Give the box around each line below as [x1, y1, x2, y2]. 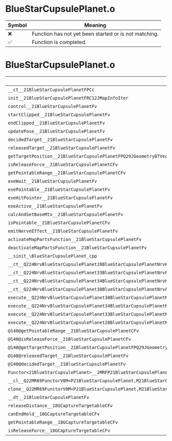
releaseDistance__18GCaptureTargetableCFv [8, 403, 113, 408]
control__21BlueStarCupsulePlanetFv [8, 103, 97, 109]
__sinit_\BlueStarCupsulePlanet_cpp [8, 253, 97, 259]
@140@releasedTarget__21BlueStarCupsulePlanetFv [8, 352, 129, 359]
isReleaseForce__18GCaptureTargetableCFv [8, 428, 111, 433]
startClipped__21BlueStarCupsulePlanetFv [8, 112, 111, 118]
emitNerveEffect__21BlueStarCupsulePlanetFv [8, 228, 118, 234]
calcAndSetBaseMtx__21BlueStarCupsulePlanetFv [8, 211, 124, 217]
